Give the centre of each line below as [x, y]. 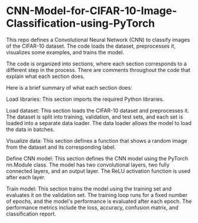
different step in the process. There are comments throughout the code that [98, 70]
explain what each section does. [46, 76]
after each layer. [26, 177]
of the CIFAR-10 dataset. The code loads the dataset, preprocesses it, [91, 46]
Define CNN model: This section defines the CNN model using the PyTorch [97, 158]
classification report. [31, 214]
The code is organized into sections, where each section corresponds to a [97, 64]
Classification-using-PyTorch [81, 23]
